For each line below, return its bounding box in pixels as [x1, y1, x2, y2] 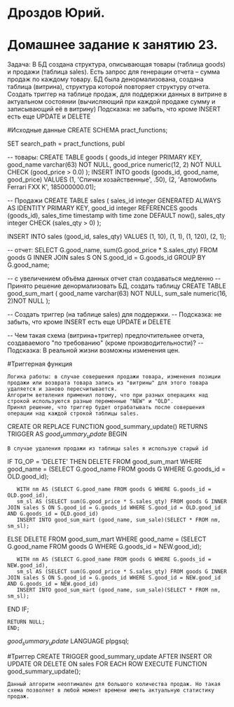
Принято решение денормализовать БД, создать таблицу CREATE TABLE [7, 282, 226, 290]
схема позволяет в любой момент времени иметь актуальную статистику [7, 687, 215, 694]
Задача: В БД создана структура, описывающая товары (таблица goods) [7, 60, 226, 69]
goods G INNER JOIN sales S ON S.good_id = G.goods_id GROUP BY [7, 254, 206, 262]
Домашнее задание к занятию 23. [7, 37, 219, 53]
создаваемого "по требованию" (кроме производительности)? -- [7, 338, 204, 348]
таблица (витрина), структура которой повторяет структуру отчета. [7, 83, 211, 91]
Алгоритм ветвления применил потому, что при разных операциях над [7, 392, 209, 399]
